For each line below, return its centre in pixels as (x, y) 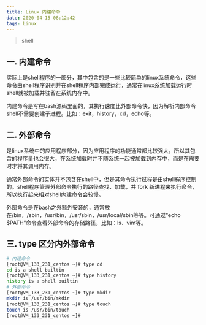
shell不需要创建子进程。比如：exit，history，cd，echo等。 (81, 113)
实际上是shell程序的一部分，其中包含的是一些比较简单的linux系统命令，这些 (101, 78)
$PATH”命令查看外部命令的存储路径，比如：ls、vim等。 (77, 223)
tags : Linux (21, 23)
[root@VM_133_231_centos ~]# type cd (55, 264)
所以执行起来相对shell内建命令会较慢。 (55, 194)
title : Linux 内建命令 (33, 12)
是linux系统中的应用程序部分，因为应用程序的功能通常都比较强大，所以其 (98, 151)
